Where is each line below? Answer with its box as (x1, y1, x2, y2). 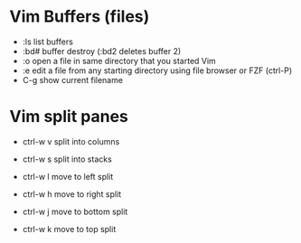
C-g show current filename (22, 74, 124, 85)
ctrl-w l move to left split (22, 171, 114, 182)
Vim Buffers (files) (9, 6, 150, 27)
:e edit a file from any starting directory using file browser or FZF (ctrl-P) (22, 65, 293, 76)
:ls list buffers (22, 36, 74, 47)
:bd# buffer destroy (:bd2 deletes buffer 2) (22, 45, 182, 56)
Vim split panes (9, 107, 129, 127)
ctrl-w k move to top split (22, 223, 117, 234)
